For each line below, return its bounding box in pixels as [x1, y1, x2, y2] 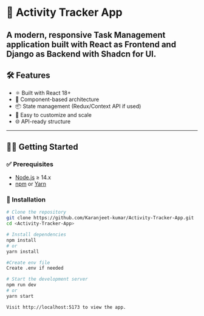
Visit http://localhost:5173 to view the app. [6, 304, 126, 310]
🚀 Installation [6, 195, 46, 203]
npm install [6, 237, 36, 243]
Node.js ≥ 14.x [15, 174, 52, 181]
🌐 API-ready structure [15, 118, 71, 125]
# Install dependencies [6, 231, 67, 237]
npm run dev [6, 282, 36, 288]
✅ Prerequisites [6, 160, 53, 168]
